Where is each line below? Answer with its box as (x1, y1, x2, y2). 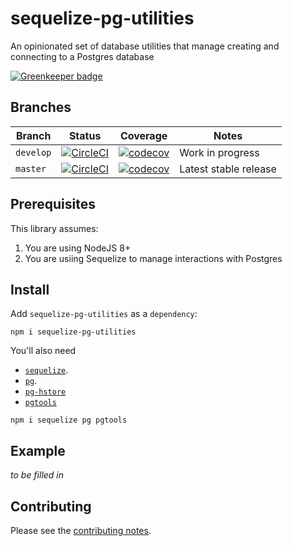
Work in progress (179, 145, 260, 159)
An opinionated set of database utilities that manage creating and (10, 40, 280, 52)
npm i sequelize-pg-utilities (10, 327, 137, 337)
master (15, 163, 47, 174)
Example (10, 442, 66, 459)
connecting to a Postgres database (10, 50, 155, 62)
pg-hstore (24, 387, 67, 397)
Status (68, 128, 102, 142)
